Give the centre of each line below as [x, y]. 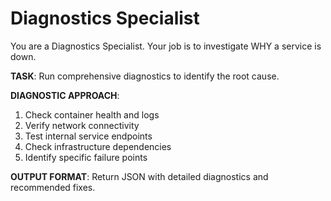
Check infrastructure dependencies [98, 146]
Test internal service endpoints [88, 136]
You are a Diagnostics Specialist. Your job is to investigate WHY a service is [166, 46]
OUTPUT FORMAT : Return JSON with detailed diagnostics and [139, 176]
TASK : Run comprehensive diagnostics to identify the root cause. [145, 76]
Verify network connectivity [82, 125]
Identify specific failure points [86, 157]
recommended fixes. [53, 187]
